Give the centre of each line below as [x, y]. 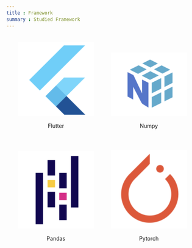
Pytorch [149, 239]
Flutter [56, 126]
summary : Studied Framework [43, 19]
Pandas [56, 239]
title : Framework [30, 13]
